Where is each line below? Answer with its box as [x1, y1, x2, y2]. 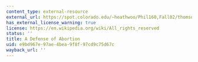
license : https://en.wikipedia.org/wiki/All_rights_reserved [6, 25, 160, 31]
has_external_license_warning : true [6, 19, 96, 25]
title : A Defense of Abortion [6, 36, 81, 42]
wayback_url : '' [6, 47, 46, 53]
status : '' [6, 31, 33, 37]
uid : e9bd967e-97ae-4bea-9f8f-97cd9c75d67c [6, 42, 115, 48]
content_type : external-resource [6, 8, 88, 15]
